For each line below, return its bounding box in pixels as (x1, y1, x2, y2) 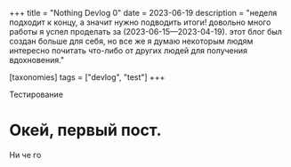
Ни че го (9, 149, 42, 160)
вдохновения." (9, 55, 65, 65)
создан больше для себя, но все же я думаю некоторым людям (9, 36, 254, 46)
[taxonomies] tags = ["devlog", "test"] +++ (9, 72, 166, 83)
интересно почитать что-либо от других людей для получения (9, 45, 247, 56)
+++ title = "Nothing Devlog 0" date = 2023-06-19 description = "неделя (9, 8, 278, 18)
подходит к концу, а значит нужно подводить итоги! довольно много (9, 17, 271, 28)
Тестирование (9, 89, 64, 99)
